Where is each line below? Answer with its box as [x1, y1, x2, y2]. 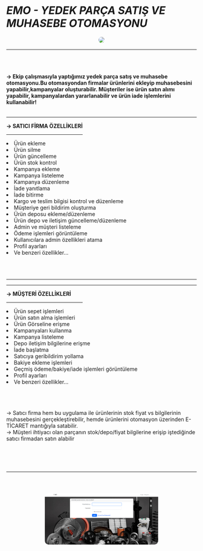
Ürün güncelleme [14, 152, 57, 160]
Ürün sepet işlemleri [14, 307, 64, 315]
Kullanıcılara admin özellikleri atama [14, 236, 103, 243]
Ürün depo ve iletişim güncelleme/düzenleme [14, 217, 127, 224]
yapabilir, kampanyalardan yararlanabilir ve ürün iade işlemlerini [6, 92, 171, 99]
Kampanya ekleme [14, 165, 60, 172]
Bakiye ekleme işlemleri [14, 359, 72, 366]
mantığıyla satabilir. [30, 422, 79, 429]
